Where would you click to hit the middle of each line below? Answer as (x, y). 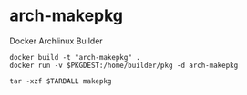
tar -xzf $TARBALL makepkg (61, 81)
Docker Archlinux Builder (56, 41)
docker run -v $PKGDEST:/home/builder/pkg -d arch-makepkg (124, 65)
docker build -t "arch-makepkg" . (75, 57)
